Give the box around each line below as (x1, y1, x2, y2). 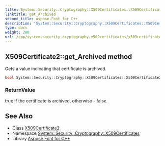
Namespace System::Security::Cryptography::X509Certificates (12, 130, 140, 136)
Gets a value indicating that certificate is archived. (5, 66, 107, 72)
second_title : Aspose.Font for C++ (5, 16, 78, 21)
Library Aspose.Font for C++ (12, 135, 70, 141)
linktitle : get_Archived (5, 12, 56, 17)
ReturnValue (5, 87, 35, 94)
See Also (5, 112, 33, 121)
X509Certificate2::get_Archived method (5, 52, 132, 61)
